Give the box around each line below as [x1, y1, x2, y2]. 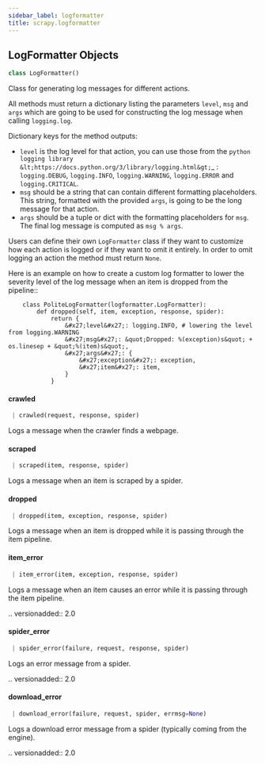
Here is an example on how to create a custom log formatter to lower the [8, 269, 244, 278]
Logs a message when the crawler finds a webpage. [8, 426, 180, 436]
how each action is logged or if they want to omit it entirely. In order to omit [8, 245, 253, 255]
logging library [19, 155, 74, 163]
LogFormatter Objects [8, 48, 119, 62]
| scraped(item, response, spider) [11, 462, 129, 470]
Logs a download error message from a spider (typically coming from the [8, 724, 247, 734]
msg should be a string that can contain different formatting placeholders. [19, 187, 257, 197]
